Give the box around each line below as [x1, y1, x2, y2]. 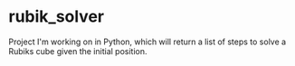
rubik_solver [8, 6, 105, 27]
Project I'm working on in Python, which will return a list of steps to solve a [8, 36, 287, 47]
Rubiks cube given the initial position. [8, 45, 147, 56]
